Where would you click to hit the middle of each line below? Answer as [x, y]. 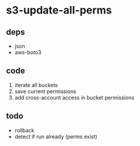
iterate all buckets [36, 85]
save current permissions [45, 91]
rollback [24, 130]
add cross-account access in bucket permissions [74, 97]
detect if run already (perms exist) [56, 137]
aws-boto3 [28, 52]
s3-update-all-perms [59, 10]
